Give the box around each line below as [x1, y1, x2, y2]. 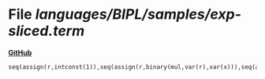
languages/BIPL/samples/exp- [35, 5, 242, 23]
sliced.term [8, 22, 85, 40]
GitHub [8, 48, 32, 57]
